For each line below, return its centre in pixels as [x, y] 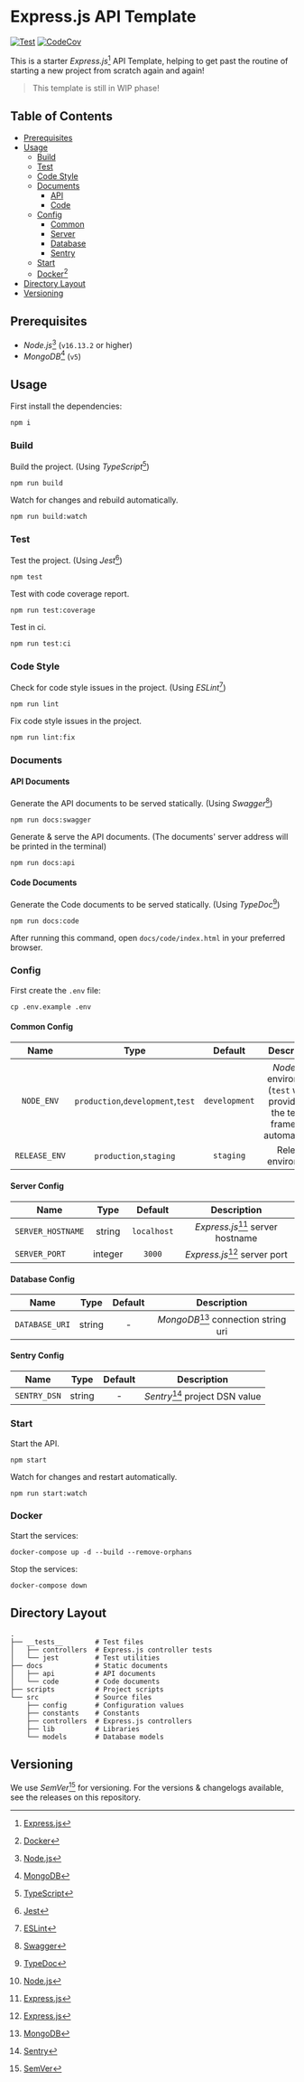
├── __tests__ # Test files [77, 1642]
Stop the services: [44, 1569]
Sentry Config [37, 1356]
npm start [29, 1460]
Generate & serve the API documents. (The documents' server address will [149, 836]
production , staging [135, 1156]
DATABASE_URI [43, 1325]
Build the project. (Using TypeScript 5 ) [80, 466]
